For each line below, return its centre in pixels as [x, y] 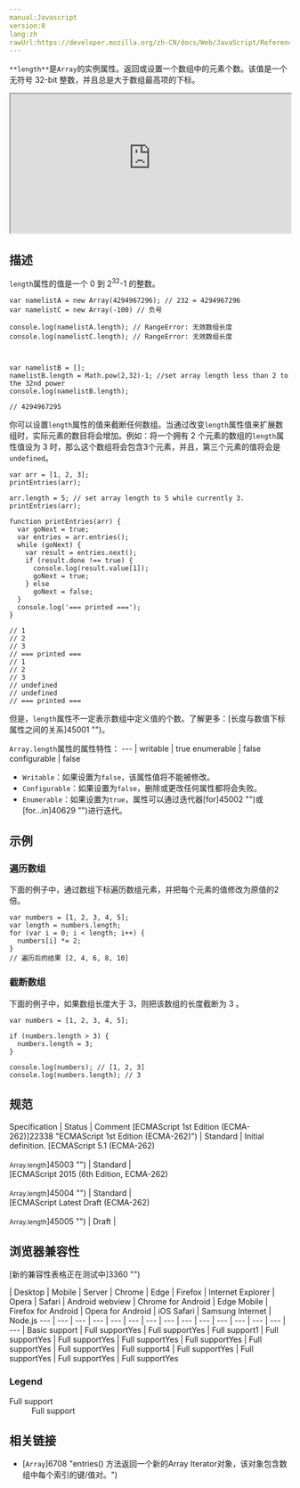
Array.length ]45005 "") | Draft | [63, 1221]
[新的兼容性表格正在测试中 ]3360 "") [75, 1274]
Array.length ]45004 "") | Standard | [70, 1193]
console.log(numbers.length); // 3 [75, 1075]
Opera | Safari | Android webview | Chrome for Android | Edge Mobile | [139, 1302]
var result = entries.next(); [81, 552]
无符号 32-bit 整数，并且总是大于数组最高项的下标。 [105, 80]
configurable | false [45, 758]
